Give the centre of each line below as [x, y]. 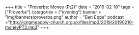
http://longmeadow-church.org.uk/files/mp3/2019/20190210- [72, 22]
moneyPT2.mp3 [21, 27]
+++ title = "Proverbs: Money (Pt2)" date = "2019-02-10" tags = [69, 7]
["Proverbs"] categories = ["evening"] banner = [53, 12]
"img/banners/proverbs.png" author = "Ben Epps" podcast [65, 17]
